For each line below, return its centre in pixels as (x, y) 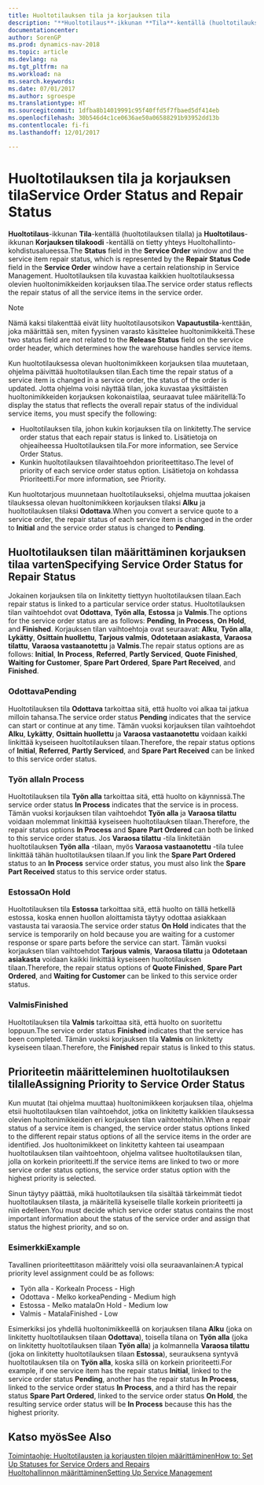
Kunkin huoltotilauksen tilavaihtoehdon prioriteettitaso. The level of (126, 462)
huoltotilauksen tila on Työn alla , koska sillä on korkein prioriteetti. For (120, 1362)
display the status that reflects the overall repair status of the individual (123, 405)
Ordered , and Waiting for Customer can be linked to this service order (123, 976)
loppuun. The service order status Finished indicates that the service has (126, 1030)
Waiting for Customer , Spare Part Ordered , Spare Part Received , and (122, 663)
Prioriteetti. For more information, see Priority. (93, 479)
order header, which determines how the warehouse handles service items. (130, 348)
